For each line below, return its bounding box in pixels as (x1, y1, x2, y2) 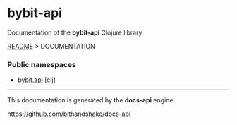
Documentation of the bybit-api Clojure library (7, 28, 142, 37)
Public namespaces (7, 59, 76, 69)
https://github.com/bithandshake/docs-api (7, 109, 131, 118)
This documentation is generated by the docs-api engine (7, 96, 174, 105)
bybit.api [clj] (17, 76, 56, 84)
